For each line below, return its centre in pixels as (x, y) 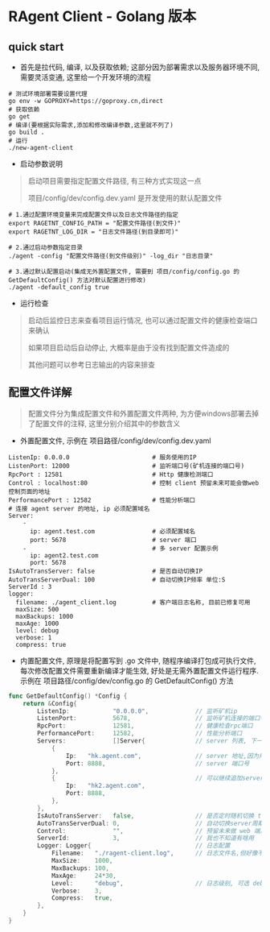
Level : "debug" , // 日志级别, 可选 (150, 883)
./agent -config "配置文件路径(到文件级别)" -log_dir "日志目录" (111, 256)
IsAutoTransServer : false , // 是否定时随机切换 (146, 816)
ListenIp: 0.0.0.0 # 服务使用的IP (102, 457)
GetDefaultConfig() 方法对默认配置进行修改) (77, 280)
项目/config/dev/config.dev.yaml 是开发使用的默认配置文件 (125, 198)
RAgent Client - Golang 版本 (102, 17)
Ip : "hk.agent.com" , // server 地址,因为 (162, 756)
